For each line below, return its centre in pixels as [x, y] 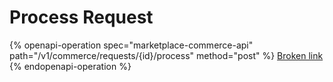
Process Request [81, 17]
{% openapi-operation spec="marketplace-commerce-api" [131, 45]
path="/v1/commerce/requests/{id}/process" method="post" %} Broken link [166, 55]
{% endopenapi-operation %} [70, 66]
